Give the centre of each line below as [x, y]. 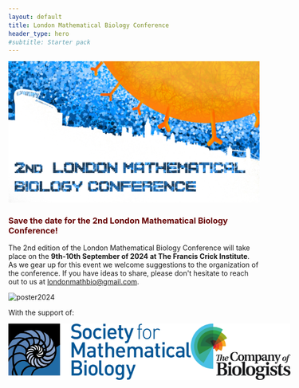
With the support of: [41, 313]
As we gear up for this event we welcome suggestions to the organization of [134, 265]
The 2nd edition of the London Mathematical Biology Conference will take [129, 248]
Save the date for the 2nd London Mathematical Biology [118, 221]
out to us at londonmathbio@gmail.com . [74, 282]
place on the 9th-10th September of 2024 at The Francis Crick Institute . [129, 257]
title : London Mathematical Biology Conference [89, 25]
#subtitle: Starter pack [49, 42]
